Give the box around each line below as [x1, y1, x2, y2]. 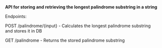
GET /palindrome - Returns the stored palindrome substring [5, 37, 125, 43]
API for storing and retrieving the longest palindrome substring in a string [5, 4, 158, 10]
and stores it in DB [5, 28, 43, 33]
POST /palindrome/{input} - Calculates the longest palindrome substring [5, 23, 151, 29]
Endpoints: [5, 14, 27, 19]
